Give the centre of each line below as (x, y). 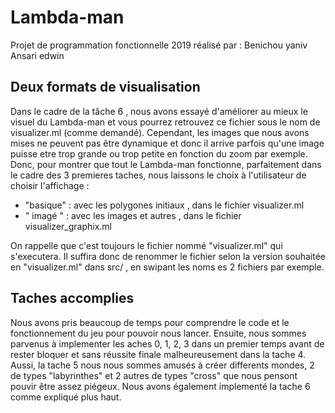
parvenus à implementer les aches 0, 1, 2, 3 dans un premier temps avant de (167, 343)
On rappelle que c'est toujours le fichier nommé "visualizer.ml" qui (146, 245)
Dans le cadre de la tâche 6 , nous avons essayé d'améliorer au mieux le (159, 111)
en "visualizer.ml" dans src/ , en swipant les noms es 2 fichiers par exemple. (167, 267)
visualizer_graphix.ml (68, 226)
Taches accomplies (72, 298)
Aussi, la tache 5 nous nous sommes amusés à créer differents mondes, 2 (162, 365)
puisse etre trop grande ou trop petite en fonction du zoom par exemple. (159, 153)
